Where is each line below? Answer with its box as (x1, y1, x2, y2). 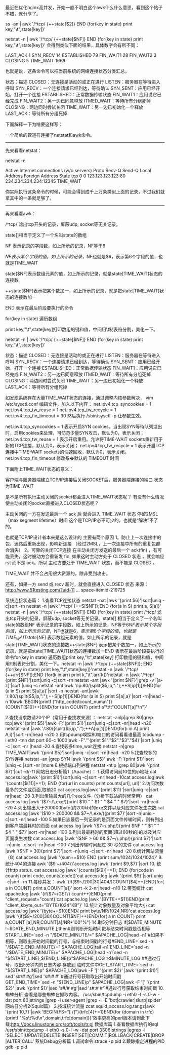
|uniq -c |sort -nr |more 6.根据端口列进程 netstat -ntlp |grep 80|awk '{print (5, 762, 160, 768)
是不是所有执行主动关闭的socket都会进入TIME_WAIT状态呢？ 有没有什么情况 (5, 494, 164, 500)
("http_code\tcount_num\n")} (52, 698, 113, 705)
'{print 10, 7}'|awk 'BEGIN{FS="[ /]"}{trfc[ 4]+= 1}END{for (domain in (5, 1008, 144, 1014)
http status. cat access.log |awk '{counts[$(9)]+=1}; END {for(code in (9, 867, 154, 873)
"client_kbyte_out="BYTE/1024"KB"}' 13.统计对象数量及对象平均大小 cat (5, 902, 155, 908)
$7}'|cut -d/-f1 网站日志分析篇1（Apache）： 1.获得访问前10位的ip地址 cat (5, 768, 157, 774)
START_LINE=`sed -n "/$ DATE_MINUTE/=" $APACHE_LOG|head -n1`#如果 (5, 931, 160, 938)
